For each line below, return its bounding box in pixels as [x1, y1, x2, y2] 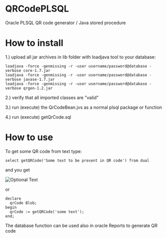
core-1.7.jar [23, 68, 51, 73]
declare [5, 196, 22, 201]
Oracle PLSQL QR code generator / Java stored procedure [5, 20, 126, 26]
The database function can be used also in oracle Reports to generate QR [5, 222, 158, 228]
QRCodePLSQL [5, 3, 69, 15]
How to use [5, 132, 53, 143]
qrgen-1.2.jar [23, 86, 53, 91]
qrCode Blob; [10, 200, 37, 205]
